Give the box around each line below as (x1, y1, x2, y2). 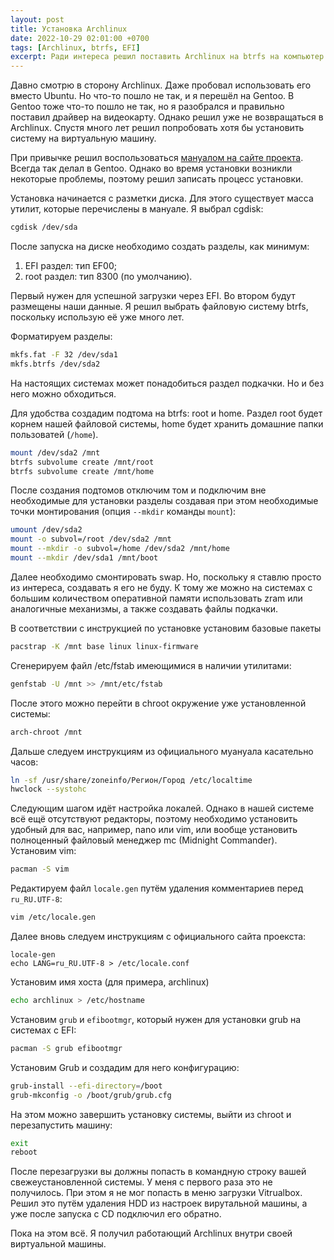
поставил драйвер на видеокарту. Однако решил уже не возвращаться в (10, 111, 324, 123)
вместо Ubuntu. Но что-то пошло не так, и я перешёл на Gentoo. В (10, 90, 295, 102)
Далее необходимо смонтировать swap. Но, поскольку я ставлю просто (10, 571, 322, 583)
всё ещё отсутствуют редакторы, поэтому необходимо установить (10, 813, 298, 825)
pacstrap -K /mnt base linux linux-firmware (10, 641, 199, 651)
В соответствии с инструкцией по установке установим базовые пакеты (10, 622, 322, 634)
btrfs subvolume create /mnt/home (10, 466, 155, 476)
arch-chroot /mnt (10, 727, 83, 737)
